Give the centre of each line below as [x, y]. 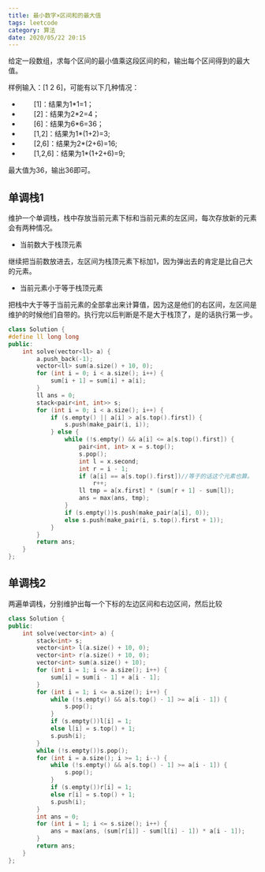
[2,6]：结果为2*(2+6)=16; [76, 143]
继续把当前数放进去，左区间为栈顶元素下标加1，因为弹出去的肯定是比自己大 [131, 262]
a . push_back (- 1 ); [65, 359]
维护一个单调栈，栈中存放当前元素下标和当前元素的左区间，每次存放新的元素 [132, 218]
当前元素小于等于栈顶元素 [61, 288]
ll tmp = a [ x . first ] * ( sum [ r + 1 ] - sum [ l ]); [157, 491]
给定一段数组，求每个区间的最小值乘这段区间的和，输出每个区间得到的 [122, 61]
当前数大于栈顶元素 [51, 244]
